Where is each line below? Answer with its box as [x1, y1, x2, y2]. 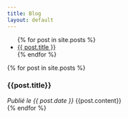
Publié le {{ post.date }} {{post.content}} [7, 96, 122, 104]
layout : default [7, 17, 54, 23]
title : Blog [7, 10, 41, 17]
